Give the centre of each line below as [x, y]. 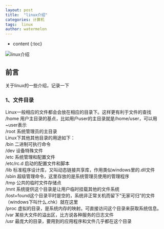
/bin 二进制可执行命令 [28, 144]
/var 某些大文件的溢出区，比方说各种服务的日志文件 [59, 215]
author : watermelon [26, 29]
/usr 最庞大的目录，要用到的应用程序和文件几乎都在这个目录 [68, 221]
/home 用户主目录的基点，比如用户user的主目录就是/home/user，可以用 [81, 119]
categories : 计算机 [25, 20]
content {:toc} [27, 44]
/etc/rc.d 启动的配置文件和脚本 [38, 164]
